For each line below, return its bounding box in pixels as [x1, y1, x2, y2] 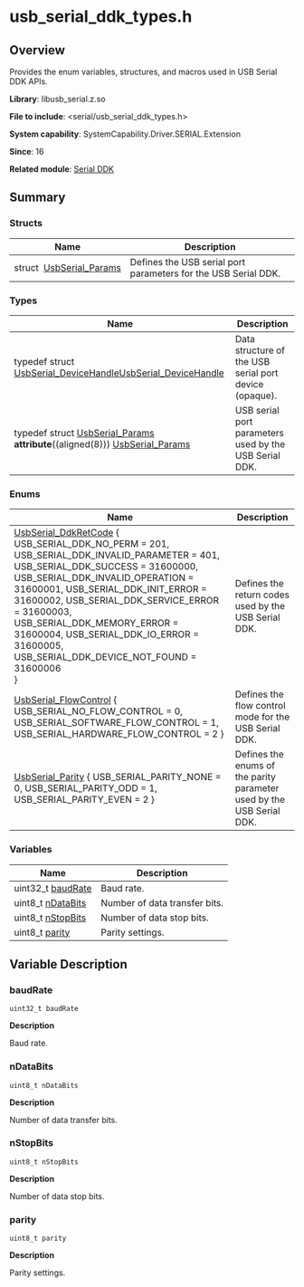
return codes [234, 588, 290, 601]
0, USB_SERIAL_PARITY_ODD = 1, [14, 782, 158, 795]
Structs [9, 217, 43, 230]
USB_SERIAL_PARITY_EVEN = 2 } [14, 794, 156, 806]
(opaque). [234, 389, 278, 402]
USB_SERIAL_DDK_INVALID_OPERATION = [14, 572, 195, 585]
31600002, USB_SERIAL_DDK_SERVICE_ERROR [14, 595, 220, 607]
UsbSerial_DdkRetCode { [14, 527, 120, 539]
